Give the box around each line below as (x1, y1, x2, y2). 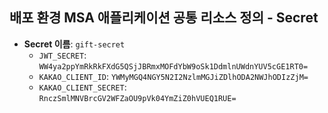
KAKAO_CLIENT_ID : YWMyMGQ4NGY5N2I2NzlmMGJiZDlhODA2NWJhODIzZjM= (38, 70, 309, 82)
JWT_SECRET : (38, 49, 87, 61)
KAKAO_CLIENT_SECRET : (38, 81, 127, 93)
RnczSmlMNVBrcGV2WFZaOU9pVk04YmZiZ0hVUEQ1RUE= (38, 93, 237, 103)
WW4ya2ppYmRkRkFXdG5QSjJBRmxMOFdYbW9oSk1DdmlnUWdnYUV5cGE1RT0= (38, 61, 309, 72)
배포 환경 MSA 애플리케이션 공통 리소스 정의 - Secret (9, 9, 319, 27)
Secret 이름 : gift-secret (23, 38, 126, 50)
